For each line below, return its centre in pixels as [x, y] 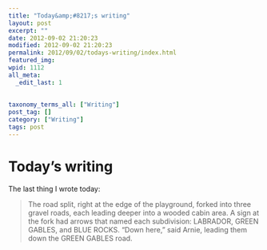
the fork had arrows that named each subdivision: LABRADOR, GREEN [143, 221]
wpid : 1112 [26, 68]
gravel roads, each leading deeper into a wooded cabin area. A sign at [143, 212]
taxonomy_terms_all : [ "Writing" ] [64, 105]
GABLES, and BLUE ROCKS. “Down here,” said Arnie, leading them [137, 229]
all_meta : [25, 75]
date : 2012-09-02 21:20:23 [53, 38]
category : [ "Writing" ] [46, 120]
